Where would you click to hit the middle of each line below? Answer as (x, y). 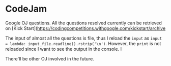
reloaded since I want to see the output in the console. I (64, 49)
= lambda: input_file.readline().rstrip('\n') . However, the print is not (83, 43)
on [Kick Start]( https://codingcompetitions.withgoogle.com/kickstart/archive (85, 28)
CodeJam (26, 9)
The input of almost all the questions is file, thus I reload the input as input (83, 38)
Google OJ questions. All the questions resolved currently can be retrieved (83, 23)
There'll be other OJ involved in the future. (50, 58)
